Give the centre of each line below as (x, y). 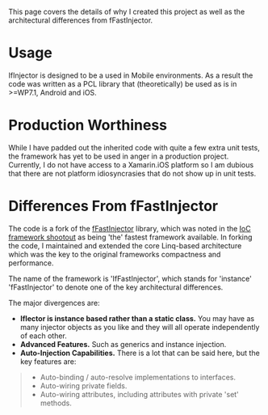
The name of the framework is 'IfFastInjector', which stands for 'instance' (130, 278)
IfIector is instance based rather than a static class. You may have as (137, 318)
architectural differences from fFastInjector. (81, 20)
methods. (56, 403)
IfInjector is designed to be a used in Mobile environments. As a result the (131, 75)
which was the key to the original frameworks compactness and (115, 254)
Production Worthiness (88, 125)
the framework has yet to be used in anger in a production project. (119, 156)
